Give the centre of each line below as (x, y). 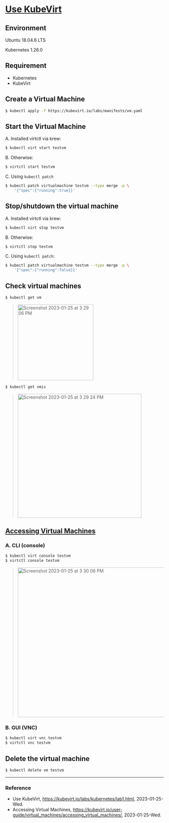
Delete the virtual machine (48, 759)
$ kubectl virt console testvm (38, 556)
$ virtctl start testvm (30, 167)
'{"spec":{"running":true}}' (45, 190)
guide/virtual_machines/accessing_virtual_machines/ (67, 815)
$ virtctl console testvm (32, 561)
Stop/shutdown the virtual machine (62, 206)
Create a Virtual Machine (45, 99)
